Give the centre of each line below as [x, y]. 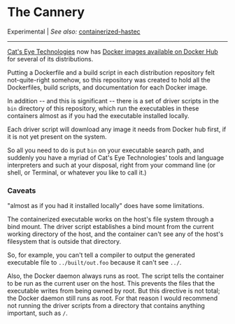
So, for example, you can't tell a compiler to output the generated [101, 255]
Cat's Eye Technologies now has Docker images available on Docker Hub [113, 51]
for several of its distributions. [50, 59]
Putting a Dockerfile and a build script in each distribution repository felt [111, 72]
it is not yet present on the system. [57, 136]
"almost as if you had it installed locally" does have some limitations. [106, 206]
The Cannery [46, 12]
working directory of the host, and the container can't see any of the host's [115, 234]
